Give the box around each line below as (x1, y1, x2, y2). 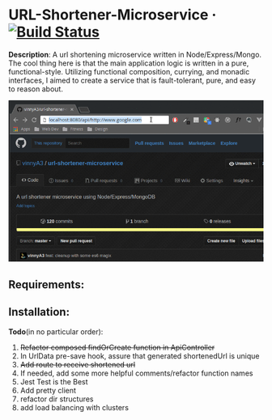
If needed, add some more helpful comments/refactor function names (19, 368, 253, 378)
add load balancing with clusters (19, 402, 130, 412)
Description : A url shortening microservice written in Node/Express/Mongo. (8, 49, 261, 59)
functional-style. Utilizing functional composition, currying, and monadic (8, 66, 250, 76)
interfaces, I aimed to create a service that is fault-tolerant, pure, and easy (8, 75, 257, 85)
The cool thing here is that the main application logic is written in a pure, (8, 58, 249, 68)
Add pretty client (19, 385, 77, 395)
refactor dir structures (19, 394, 95, 404)
